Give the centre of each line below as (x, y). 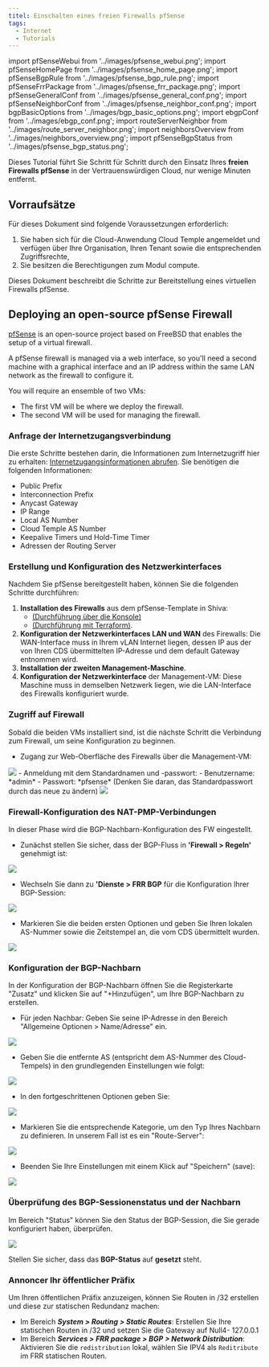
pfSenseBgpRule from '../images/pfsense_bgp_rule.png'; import (114, 78)
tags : (17, 23)
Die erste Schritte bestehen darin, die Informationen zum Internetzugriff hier (134, 453)
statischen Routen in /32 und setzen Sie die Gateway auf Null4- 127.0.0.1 (139, 1330)
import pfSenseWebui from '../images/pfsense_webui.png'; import (117, 61)
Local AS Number (49, 521)
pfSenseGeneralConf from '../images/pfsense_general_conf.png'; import (128, 95)
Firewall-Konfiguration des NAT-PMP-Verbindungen (112, 812)
